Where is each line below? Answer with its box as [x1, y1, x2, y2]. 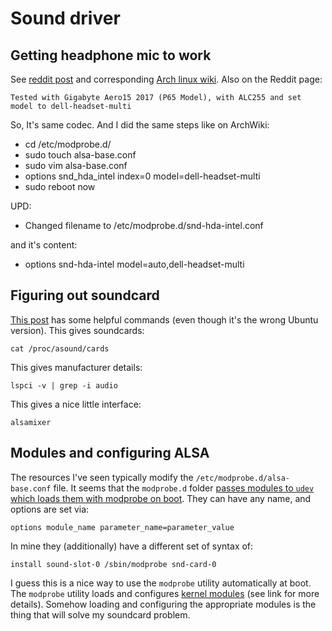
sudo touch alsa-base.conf [24, 149, 137, 161]
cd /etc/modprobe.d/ [24, 138, 112, 150]
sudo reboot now [24, 181, 96, 192]
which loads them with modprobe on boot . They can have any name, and [10, 492, 312, 504]
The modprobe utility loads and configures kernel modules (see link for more [10, 587, 320, 599]
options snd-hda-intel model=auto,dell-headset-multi [24, 258, 245, 270]
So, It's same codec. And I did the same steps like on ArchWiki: [10, 119, 270, 131]
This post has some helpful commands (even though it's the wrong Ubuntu [10, 313, 319, 326]
